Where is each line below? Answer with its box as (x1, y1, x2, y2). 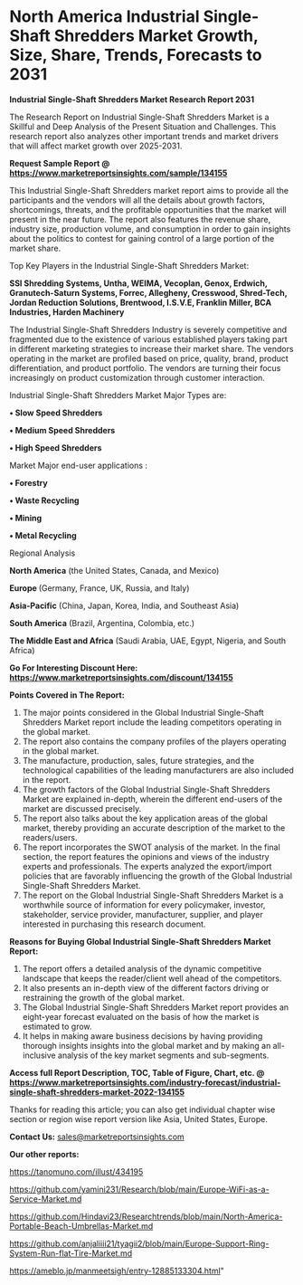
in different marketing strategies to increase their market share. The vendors (9, 343, 294, 354)
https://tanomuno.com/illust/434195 (9, 1166, 144, 1177)
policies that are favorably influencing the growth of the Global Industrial (22, 871, 292, 881)
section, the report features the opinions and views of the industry (22, 851, 270, 861)
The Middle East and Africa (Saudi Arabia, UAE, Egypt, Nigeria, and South (9, 635, 287, 646)
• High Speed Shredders (9, 442, 102, 453)
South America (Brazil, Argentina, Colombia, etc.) (9, 617, 195, 628)
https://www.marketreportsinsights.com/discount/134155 (9, 671, 233, 682)
